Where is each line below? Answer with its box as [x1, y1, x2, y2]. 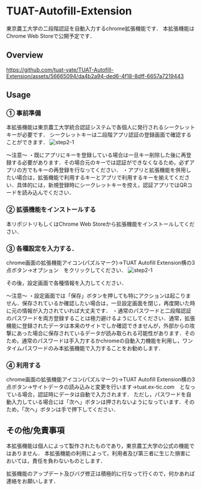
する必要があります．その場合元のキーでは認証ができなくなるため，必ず [11, 159, 190, 166]
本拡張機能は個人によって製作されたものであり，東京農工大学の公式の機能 [6, 443, 190, 450]
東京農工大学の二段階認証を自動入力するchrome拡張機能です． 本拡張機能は [6, 25, 195, 32]
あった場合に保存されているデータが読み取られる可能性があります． [16, 330, 185, 337]
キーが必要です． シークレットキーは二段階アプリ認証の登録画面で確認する [6, 131, 192, 139]
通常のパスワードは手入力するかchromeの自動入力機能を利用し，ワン [22, 337, 193, 345]
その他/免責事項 [6, 425, 65, 435]
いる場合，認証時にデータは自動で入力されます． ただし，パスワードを [11, 391, 187, 398]
